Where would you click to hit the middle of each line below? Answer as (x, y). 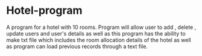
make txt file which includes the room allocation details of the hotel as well (99, 40)
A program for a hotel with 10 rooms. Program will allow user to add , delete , (101, 27)
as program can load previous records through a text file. (77, 46)
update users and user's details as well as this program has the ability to (96, 33)
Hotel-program (44, 11)
